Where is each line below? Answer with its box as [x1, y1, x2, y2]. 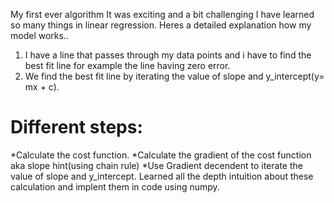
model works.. [10, 30, 69, 41]
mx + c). [24, 81, 60, 93]
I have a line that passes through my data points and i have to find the [24, 49, 312, 61]
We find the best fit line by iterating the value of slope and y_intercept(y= [24, 70, 325, 82]
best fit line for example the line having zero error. [24, 60, 231, 71]
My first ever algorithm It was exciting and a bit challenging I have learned [10, 9, 315, 20]
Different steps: [10, 116, 143, 139]
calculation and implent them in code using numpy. [10, 180, 220, 193]
